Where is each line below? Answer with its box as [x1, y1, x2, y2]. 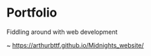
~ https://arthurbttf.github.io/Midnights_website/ [6, 41, 144, 49]
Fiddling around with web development [6, 28, 118, 36]
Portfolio [6, 5, 57, 21]
